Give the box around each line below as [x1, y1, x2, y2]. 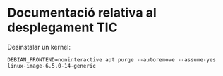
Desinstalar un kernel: [7, 43, 71, 51]
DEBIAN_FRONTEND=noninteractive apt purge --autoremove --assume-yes [7, 56, 217, 63]
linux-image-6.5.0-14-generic [7, 62, 97, 69]
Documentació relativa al [7, 5, 157, 21]
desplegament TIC [7, 20, 118, 36]
